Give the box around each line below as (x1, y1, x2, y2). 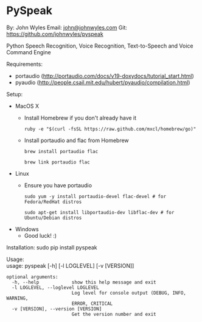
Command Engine (6, 48, 51, 55)
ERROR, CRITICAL (71, 300, 113, 307)
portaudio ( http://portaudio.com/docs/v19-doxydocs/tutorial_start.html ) (15, 72, 195, 79)
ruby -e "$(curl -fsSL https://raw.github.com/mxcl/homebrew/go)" (24, 126, 197, 132)
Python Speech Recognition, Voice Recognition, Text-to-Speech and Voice (6, 42, 193, 49)
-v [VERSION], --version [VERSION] (12, 306, 102, 312)
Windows (15, 225, 39, 232)
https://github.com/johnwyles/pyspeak (6, 30, 103, 37)
